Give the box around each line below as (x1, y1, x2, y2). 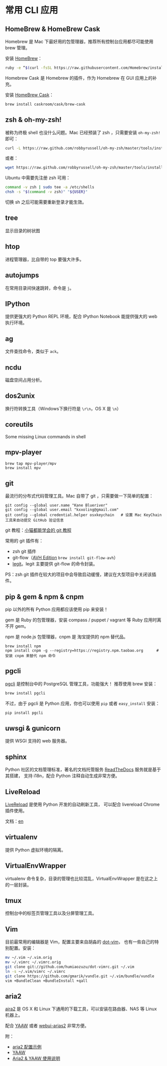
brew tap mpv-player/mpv (5, 461, 57, 466)
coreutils (5, 420, 33, 429)
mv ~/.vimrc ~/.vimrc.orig (5, 960, 61, 965)
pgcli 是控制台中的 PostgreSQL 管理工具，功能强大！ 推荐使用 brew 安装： (5, 681, 158, 687)
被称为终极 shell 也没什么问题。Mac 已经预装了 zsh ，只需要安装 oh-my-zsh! (5, 129, 161, 135)
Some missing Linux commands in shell (5, 433, 86, 439)
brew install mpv (5, 466, 41, 471)
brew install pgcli (5, 691, 46, 696)
